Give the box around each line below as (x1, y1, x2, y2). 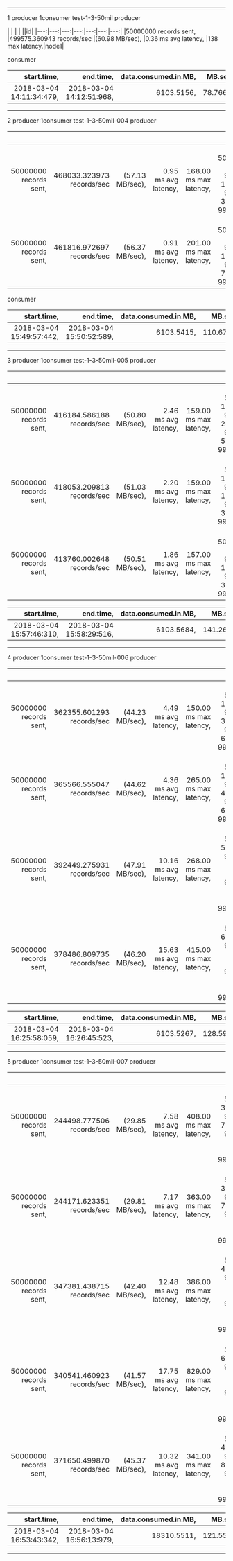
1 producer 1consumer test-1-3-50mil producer (7, 14, 141, 21)
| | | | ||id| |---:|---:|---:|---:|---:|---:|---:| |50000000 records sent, (7, 27, 196, 35)
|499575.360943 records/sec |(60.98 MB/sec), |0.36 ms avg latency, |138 (7, 35, 218, 42)
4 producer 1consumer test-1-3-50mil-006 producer (7, 653, 157, 662)
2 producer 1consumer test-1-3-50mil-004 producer (7, 117, 157, 125)
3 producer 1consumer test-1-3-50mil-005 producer (7, 356, 157, 364)
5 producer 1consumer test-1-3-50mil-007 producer (7, 1058, 156, 1065)
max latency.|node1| (7, 42, 64, 50)
